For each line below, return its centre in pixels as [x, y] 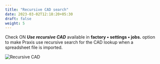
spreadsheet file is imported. [34, 47]
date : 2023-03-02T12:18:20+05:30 [39, 14]
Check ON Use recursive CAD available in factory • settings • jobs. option [80, 37]
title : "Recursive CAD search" [37, 10]
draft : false [18, 19]
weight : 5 [15, 23]
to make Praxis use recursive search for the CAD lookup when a [69, 43]
